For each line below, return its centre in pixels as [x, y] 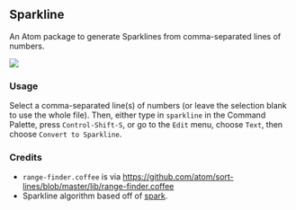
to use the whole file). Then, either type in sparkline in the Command [138, 115]
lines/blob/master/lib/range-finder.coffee [98, 187]
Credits [26, 158]
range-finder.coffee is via [72, 177]
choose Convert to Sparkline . [66, 135]
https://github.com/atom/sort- [178, 177]
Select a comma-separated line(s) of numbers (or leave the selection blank [148, 106]
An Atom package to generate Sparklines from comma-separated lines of [145, 36]
